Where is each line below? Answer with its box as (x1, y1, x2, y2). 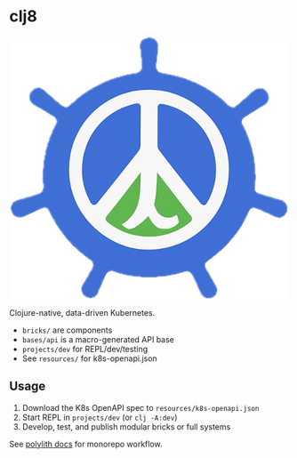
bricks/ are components (21, 325, 113, 335)
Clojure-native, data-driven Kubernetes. (9, 307, 156, 317)
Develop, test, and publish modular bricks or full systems (21, 421, 231, 432)
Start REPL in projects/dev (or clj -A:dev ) (21, 412, 178, 422)
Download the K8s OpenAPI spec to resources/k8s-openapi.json (21, 402, 260, 413)
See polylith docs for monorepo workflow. (9, 438, 163, 449)
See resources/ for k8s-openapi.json (21, 353, 157, 364)
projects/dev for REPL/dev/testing (21, 343, 148, 354)
